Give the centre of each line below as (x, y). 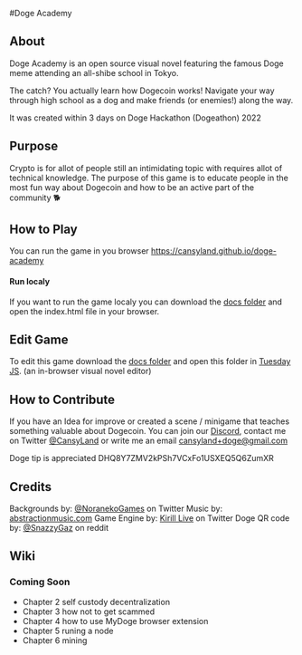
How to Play (44, 230)
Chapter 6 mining (55, 640)
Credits (31, 487)
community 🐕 (35, 197)
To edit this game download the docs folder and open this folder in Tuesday (150, 361)
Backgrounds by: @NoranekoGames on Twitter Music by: (116, 509)
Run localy (30, 282)
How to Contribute (62, 399)
